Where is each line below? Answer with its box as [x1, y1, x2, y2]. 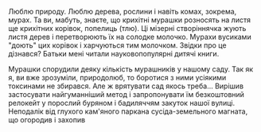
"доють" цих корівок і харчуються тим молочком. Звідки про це [8, 41, 227, 50]
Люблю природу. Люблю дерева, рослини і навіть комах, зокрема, [8, 7, 237, 16]
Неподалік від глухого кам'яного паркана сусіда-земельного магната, [8, 107, 248, 116]
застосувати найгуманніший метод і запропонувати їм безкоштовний [8, 90, 245, 99]
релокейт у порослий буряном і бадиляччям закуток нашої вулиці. [8, 99, 236, 107]
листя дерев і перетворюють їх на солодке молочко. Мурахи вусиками [8, 32, 252, 41]
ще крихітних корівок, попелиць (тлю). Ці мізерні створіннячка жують [8, 24, 247, 33]
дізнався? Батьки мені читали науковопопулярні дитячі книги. [8, 49, 220, 58]
